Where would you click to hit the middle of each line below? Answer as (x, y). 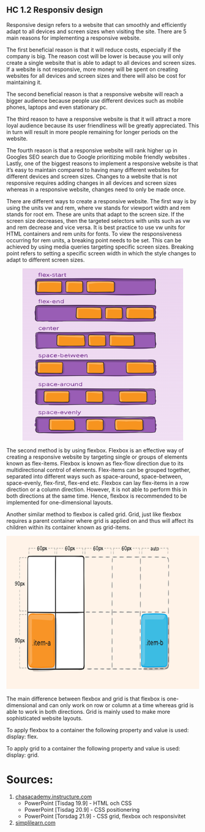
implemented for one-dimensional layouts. (60, 502)
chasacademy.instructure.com (54, 796)
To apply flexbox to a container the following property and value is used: (98, 730)
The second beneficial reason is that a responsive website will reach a (95, 94)
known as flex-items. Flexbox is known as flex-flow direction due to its (95, 463)
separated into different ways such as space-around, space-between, (95, 476)
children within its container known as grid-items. (69, 527)
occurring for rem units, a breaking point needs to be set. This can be (94, 240)
